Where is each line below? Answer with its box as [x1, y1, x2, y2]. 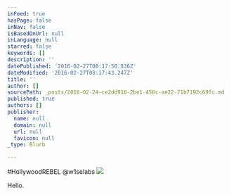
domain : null [13, 121, 52, 129]
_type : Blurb [7, 141, 46, 149]
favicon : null [13, 134, 55, 141]
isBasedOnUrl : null [7, 30, 65, 37]
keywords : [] [7, 50, 46, 57]
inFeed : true [7, 10, 46, 18]
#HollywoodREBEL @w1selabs [7, 168, 95, 176]
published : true [7, 96, 55, 103]
